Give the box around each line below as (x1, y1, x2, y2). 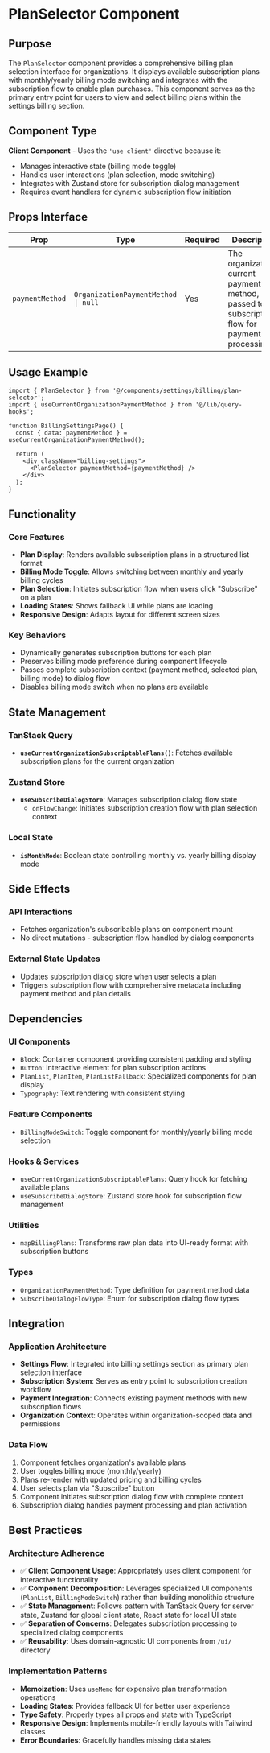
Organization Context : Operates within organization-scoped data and (19, 1410, 252, 1421)
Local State (8, 832, 54, 844)
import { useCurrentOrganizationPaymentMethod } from (8, 401, 193, 409)
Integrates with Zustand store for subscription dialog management (19, 178, 239, 188)
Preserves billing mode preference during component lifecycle (19, 657, 227, 666)
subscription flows (19, 1402, 82, 1412)
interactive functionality (19, 1575, 99, 1585)
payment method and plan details (19, 988, 131, 998)
